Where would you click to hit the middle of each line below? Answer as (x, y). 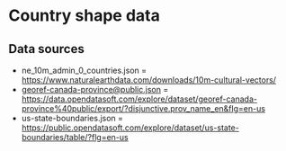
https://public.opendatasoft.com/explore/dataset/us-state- (130, 128)
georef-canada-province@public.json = (95, 89)
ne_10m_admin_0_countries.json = (84, 70)
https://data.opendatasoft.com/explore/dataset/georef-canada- (139, 99)
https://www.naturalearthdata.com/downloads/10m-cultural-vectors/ (148, 80)
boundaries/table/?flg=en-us (75, 137)
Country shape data (85, 16)
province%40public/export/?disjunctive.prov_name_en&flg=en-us (143, 108)
